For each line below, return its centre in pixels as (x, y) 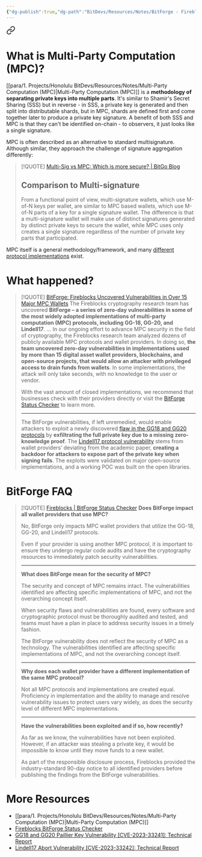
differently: (20, 155)
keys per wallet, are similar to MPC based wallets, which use (109, 206)
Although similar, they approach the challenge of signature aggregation (94, 148)
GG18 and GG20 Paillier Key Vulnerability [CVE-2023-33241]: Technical (103, 835)
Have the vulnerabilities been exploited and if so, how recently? (102, 726)
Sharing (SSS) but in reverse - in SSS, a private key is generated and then (97, 104)
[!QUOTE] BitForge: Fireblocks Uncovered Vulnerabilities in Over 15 (104, 297)
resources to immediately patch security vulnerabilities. (90, 557)
